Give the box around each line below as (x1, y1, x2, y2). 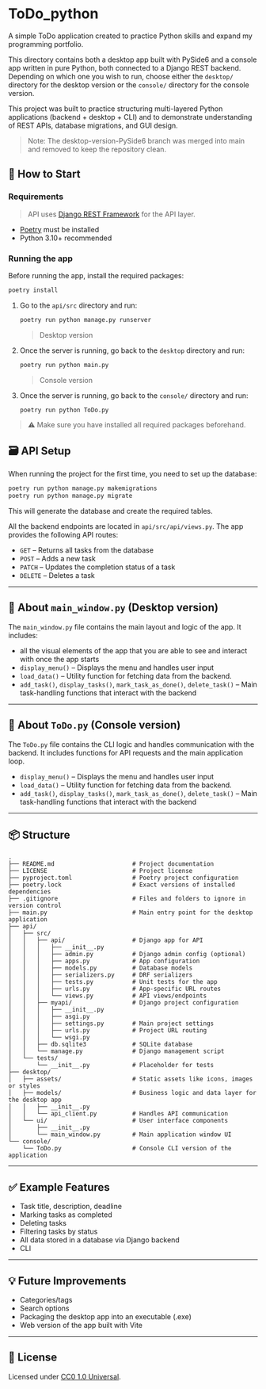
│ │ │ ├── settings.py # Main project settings (8, 1020, 215, 1027)
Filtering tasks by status (19, 1226, 98, 1237)
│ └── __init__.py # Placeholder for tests (8, 1062, 215, 1069)
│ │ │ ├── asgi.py (8, 1012, 90, 1021)
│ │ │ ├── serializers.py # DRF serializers (8, 971, 193, 979)
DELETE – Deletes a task (19, 570, 95, 580)
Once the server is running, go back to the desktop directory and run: (19, 346, 245, 355)
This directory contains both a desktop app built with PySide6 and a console (8, 55, 257, 64)
